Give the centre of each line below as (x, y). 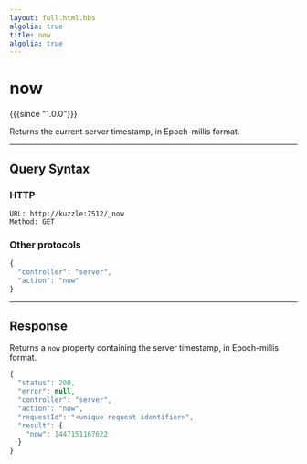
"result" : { (41, 426)
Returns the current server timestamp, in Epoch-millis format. (125, 132)
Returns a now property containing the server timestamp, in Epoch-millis (144, 348)
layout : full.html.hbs (53, 18)
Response (39, 327)
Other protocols (45, 245)
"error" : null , (47, 392)
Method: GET (32, 221)
